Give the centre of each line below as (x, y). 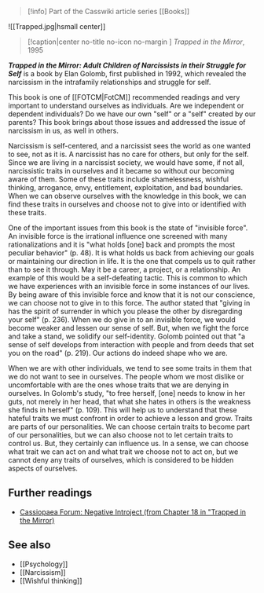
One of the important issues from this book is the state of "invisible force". (128, 228)
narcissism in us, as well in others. (64, 130)
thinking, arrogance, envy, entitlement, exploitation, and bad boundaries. (126, 187)
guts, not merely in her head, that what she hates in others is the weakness (130, 401)
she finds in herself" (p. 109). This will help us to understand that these (123, 410)
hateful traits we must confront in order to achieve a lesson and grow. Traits (130, 418)
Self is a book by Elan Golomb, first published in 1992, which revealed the (127, 73)
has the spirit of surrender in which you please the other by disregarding (125, 311)
